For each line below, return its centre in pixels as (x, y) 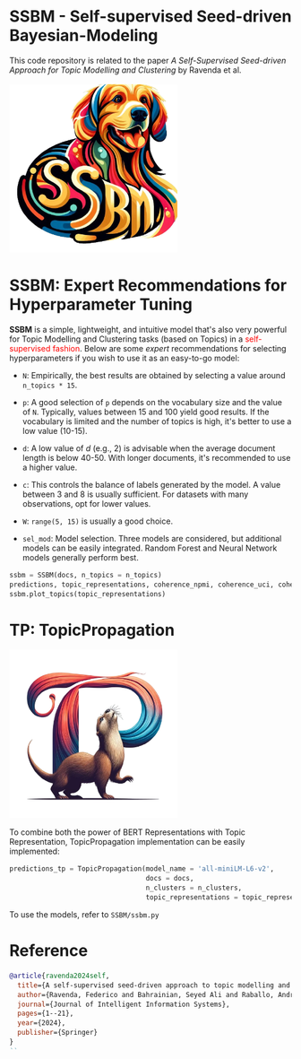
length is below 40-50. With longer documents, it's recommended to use (156, 457)
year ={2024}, (42, 1023)
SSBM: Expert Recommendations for (148, 286)
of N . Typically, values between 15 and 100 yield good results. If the (146, 412)
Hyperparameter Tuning (101, 304)
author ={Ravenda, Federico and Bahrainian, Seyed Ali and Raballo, (146, 994)
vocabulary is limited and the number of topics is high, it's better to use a (157, 421)
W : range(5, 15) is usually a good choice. (97, 521)
